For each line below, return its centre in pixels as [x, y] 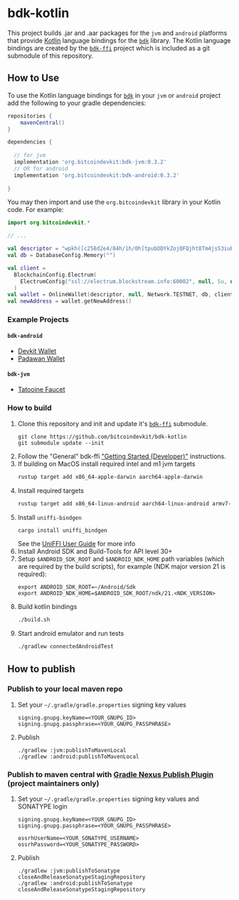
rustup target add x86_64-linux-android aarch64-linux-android [113, 504]
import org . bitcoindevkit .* [49, 223]
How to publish [42, 669]
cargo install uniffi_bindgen [63, 530]
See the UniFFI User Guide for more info [76, 544]
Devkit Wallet [37, 351]
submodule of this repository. [51, 56]
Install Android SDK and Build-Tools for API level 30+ [95, 552]
